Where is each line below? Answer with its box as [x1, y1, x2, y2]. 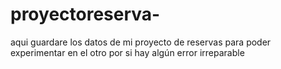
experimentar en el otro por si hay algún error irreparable [10, 46, 245, 58]
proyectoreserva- [10, 3, 161, 26]
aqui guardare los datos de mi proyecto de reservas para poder [10, 36, 272, 48]
